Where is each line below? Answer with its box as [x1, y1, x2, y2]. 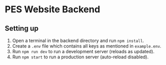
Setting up [5, 24, 39, 33]
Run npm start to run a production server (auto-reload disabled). [12, 54, 149, 60]
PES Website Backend [5, 4, 100, 15]
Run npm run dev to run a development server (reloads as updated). [12, 49, 155, 54]
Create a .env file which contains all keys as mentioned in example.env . [12, 43, 162, 49]
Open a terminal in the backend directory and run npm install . [12, 37, 144, 44]
